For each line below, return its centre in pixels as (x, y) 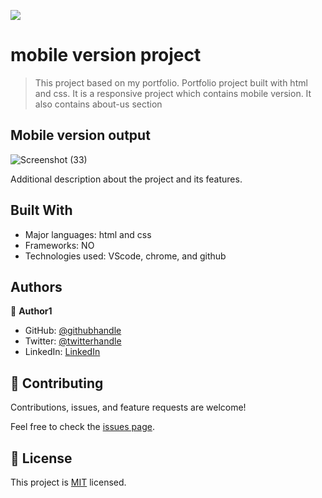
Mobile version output (80, 135)
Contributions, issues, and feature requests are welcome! (128, 407)
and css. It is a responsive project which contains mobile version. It (173, 93)
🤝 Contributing (57, 383)
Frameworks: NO (59, 245)
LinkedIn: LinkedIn (62, 352)
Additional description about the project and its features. (126, 179)
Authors (36, 286)
